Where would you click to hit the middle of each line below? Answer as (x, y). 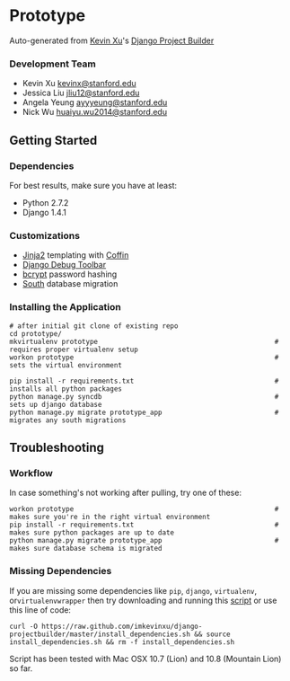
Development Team (53, 64)
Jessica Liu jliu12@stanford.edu (81, 93)
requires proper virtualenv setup (74, 349)
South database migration (70, 284)
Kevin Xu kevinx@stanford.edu (79, 84)
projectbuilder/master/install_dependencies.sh (100, 634)
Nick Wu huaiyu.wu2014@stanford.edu (95, 112)
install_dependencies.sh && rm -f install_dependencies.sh (122, 642)
